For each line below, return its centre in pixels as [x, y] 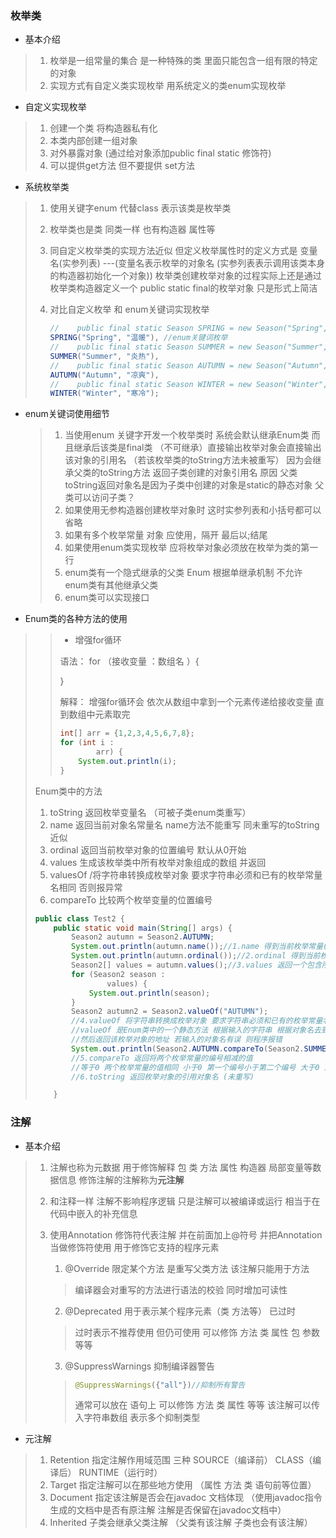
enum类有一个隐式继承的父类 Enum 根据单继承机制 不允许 [183, 573]
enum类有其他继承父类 [111, 585]
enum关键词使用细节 [67, 414]
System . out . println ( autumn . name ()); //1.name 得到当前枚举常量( [199, 947]
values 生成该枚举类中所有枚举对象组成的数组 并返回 [158, 862]
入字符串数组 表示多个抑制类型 [137, 1418]
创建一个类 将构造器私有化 [103, 128]
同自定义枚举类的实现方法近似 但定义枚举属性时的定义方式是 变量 [183, 251]
